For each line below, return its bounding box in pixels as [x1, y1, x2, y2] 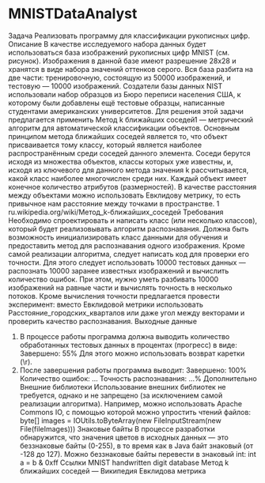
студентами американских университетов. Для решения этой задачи [8, 106, 244, 115]
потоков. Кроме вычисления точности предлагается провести [8, 291, 220, 300]
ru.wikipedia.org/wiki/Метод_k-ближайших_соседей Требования [8, 207, 224, 217]
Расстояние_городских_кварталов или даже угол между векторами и [8, 308, 245, 317]
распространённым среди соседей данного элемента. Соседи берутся [8, 148, 251, 158]
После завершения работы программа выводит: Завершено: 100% [19, 365, 248, 375]
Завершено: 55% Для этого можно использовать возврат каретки [19, 349, 245, 358]
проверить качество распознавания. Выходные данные [8, 316, 198, 326]
